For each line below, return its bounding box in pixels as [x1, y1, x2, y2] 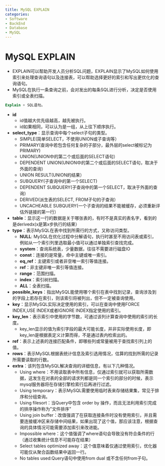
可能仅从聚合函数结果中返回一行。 [19, 449, 89, 455]
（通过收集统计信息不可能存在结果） [19, 436, 94, 442]
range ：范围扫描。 [19, 270, 58, 276]
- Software [5, 16, 28, 21]
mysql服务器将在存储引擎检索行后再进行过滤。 [19, 381, 114, 387]
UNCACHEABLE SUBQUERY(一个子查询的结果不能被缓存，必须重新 [19, 202, 156, 208]
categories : [5, 12, 30, 17]
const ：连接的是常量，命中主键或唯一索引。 [19, 252, 110, 258]
